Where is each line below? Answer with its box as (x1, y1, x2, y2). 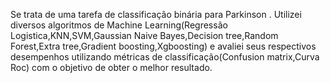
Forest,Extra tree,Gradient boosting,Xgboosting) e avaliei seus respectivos (10, 40, 317, 52)
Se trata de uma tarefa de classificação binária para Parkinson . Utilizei (10, 9, 302, 20)
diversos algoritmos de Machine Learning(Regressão (10, 19, 228, 31)
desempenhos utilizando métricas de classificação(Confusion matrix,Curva (10, 51, 320, 63)
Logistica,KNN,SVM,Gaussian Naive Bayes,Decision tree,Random (10, 30, 279, 41)
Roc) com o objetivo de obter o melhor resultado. (10, 62, 213, 73)
